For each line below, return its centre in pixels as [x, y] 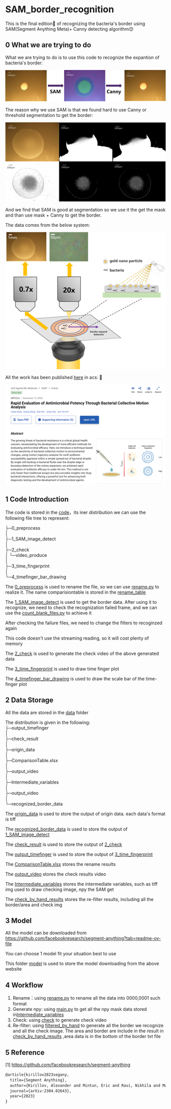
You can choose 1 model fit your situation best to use [61, 954]
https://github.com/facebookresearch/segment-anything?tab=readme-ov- [83, 938]
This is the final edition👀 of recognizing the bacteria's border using [75, 23]
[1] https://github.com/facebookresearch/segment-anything [68, 1065]
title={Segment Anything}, [38, 1080]
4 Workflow [24, 985]
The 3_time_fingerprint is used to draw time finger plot [62, 669]
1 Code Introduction [37, 499]
